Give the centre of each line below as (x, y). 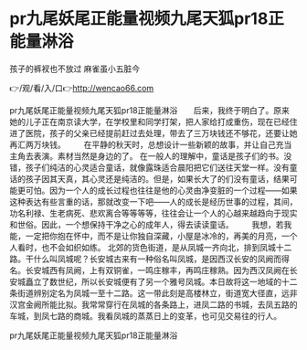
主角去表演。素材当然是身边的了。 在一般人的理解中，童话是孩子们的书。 (147, 155)
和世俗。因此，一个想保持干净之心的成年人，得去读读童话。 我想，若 (147, 224)
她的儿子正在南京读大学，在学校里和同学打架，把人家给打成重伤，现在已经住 (153, 122)
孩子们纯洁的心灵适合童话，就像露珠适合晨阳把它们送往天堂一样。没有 (157, 167)
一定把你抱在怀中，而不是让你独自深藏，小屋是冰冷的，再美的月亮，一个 (161, 236)
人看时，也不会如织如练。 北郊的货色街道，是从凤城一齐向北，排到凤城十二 (151, 247)
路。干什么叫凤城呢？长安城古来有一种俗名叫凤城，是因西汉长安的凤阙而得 (149, 259)
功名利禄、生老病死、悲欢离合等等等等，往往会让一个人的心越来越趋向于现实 (153, 213)
